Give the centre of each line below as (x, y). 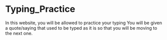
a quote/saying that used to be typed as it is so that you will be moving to (81, 28)
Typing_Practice (40, 9)
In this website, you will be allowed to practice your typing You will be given (84, 23)
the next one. (19, 33)
